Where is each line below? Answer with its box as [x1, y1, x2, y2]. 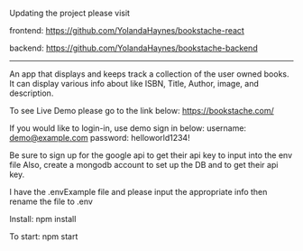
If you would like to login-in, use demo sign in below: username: [9, 123, 246, 134]
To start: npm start [9, 231, 78, 242]
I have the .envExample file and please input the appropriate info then [9, 187, 268, 197]
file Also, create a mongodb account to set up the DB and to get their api [9, 160, 279, 170]
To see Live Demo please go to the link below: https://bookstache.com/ [9, 106, 275, 116]
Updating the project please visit [9, 8, 131, 18]
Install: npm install [9, 214, 77, 224]
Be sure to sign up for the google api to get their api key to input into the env [9, 150, 293, 161]
